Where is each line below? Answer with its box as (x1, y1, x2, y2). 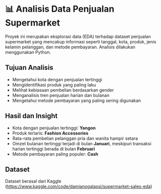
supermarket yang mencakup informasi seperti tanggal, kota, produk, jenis (5, 38, 157, 44)
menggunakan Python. (5, 49, 51, 55)
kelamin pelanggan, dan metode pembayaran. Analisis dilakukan (5, 44, 135, 50)
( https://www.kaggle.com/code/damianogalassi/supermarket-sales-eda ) (5, 184, 153, 190)
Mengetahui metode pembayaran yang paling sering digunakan (12, 97, 141, 103)
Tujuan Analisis (5, 64, 54, 72)
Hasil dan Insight (5, 112, 58, 120)
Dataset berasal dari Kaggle (5, 178, 62, 184)
